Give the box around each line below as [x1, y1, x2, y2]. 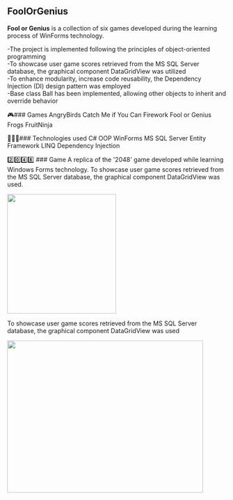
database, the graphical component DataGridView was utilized [7, 67, 186, 75]
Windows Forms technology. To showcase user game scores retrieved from [7, 165, 224, 173]
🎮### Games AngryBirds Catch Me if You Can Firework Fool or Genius [7, 111, 212, 119]
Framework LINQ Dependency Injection [7, 141, 120, 150]
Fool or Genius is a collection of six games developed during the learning [7, 24, 218, 32]
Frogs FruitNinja [7, 120, 54, 129]
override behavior [7, 97, 58, 105]
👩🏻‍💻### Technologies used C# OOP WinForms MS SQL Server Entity [7, 134, 207, 142]
